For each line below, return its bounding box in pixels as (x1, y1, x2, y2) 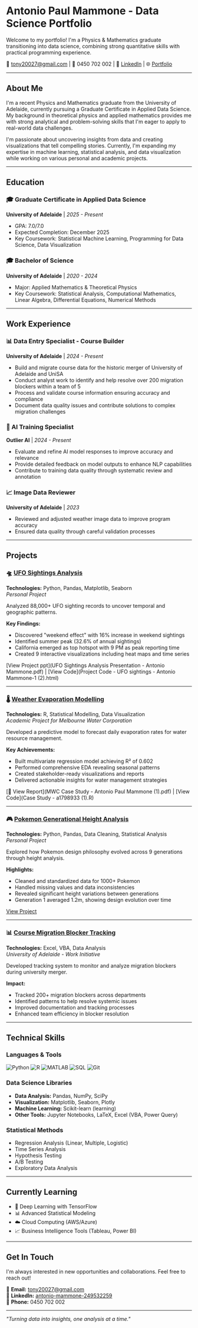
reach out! (6, 1274, 31, 1281)
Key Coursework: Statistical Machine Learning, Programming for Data (14, 235, 184, 242)
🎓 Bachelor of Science (6, 256, 74, 265)
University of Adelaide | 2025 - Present (6, 211, 103, 218)
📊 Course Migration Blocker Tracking (6, 929, 116, 937)
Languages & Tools (6, 1050, 62, 1059)
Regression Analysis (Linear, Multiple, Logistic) (14, 1139, 128, 1146)
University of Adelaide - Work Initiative (6, 950, 100, 958)
